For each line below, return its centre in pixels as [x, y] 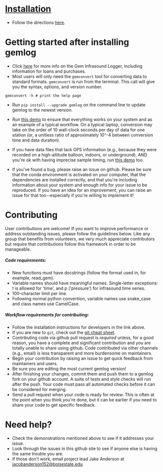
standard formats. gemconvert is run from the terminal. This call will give [83, 81]
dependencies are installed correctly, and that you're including [74, 179]
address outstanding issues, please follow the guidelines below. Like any [78, 234]
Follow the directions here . [39, 22]
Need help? [28, 424]
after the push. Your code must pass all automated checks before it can [83, 384]
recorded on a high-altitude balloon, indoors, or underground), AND [80, 155]
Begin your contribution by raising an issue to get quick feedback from [82, 358]
